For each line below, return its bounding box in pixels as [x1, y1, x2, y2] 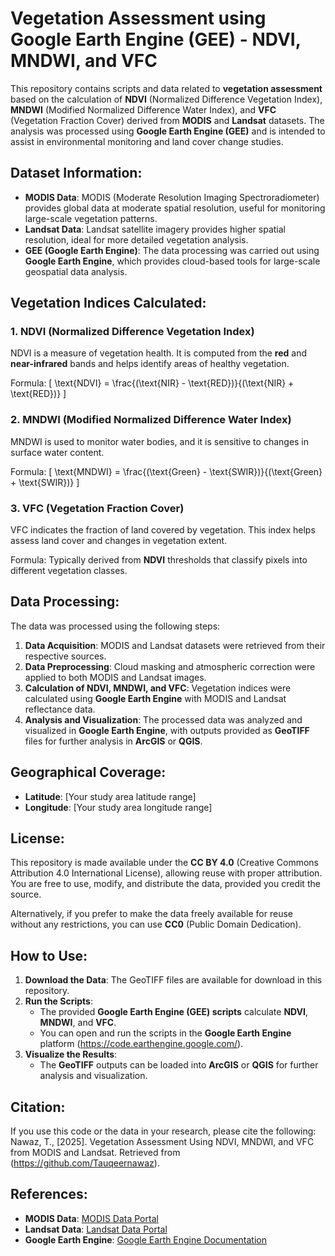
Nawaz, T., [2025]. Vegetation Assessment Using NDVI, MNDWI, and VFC [10, 1136, 315, 1148]
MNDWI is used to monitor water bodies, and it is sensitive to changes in [10, 435, 310, 447]
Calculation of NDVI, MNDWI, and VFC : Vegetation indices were [24, 682, 292, 694]
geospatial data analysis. [24, 265, 128, 277]
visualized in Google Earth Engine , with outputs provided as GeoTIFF [24, 724, 310, 736]
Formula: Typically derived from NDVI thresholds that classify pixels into [10, 554, 308, 566]
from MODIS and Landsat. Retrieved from [10, 1147, 181, 1159]
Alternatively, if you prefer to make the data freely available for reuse [10, 908, 293, 920]
